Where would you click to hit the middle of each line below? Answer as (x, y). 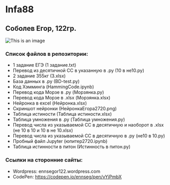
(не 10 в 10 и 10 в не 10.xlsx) (43, 130)
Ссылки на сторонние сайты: (44, 160)
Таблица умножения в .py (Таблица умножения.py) (69, 119)
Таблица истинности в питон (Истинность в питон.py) (72, 147)
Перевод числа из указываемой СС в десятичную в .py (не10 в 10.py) (89, 136)
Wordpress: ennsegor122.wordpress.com (56, 171)
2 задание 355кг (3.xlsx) (39, 76)
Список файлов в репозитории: (47, 54)
